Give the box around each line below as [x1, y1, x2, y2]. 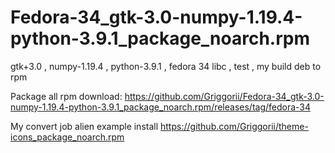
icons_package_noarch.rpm [10, 131, 125, 143]
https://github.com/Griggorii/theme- [160, 120, 309, 132]
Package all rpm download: [10, 90, 123, 102]
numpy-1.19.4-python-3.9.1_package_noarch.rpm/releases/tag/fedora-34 [10, 101, 312, 113]
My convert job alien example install [10, 120, 159, 132]
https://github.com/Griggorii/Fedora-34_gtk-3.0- [124, 90, 325, 102]
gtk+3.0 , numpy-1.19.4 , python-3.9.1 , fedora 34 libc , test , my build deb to [10, 60, 322, 72]
